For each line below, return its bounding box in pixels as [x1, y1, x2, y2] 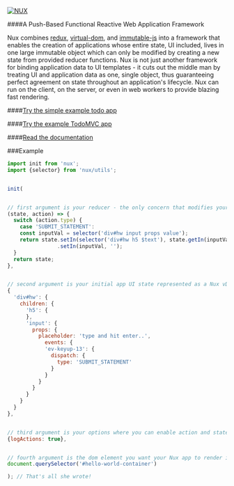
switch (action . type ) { [13, 217, 82, 224]
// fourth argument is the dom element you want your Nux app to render [7, 454, 223, 461]
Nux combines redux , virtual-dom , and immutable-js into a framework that [7, 33, 221, 42]
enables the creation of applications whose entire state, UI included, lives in [7, 41, 224, 49]
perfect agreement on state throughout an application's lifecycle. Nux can [7, 78, 219, 86]
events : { [44, 339, 73, 346]
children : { [19, 300, 54, 307]
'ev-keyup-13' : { [44, 345, 95, 353]
